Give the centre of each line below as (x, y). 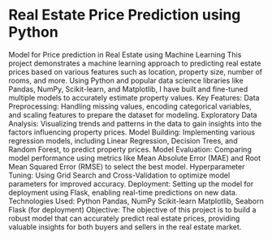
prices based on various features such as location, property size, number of (135, 71)
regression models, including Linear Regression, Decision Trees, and (123, 140)
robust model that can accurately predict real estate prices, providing (124, 218)
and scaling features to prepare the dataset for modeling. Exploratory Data (133, 114)
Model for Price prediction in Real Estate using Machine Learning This (125, 54)
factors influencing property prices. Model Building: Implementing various (132, 132)
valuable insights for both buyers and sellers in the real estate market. (125, 227)
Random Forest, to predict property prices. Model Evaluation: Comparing (130, 149)
